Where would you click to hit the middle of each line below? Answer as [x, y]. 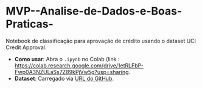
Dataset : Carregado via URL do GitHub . [64, 78]
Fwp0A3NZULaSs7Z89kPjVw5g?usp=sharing [71, 72]
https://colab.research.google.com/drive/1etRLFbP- [79, 66]
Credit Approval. [26, 47]
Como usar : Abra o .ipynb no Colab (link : [67, 59]
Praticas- [30, 24]
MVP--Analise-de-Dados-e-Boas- [94, 11]
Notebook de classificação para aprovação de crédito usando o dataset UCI [101, 41]
